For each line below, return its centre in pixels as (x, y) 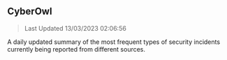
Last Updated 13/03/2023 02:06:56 (75, 28)
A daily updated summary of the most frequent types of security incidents (114, 42)
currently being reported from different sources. (76, 49)
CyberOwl (30, 12)
